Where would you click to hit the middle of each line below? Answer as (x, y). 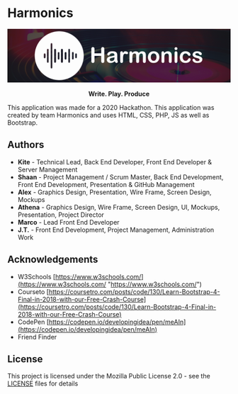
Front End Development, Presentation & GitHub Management (106, 184)
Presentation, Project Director (61, 215)
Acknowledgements (53, 260)
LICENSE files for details (43, 383)
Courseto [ (33, 291)
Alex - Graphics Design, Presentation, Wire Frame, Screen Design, (114, 192)
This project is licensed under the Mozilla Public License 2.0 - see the (109, 376)
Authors (26, 145)
